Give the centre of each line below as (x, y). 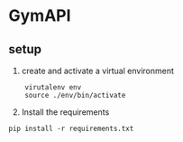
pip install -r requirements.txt (71, 128)
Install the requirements (65, 112)
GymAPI (40, 16)
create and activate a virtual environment (98, 71)
